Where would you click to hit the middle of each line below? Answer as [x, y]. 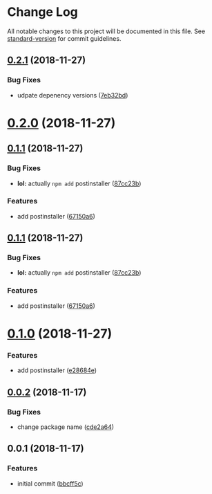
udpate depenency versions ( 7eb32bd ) [73, 95]
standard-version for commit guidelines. [64, 38]
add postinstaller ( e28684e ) [57, 370]
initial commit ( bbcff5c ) [50, 483]
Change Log [42, 12]
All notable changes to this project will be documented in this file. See [106, 31]
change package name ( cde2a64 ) [66, 427]
